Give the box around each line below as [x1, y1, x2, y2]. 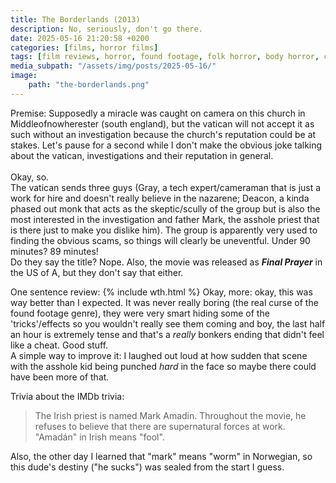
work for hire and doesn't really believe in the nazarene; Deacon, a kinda [10, 192, 310, 204]
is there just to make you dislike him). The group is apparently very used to [10, 224, 318, 236]
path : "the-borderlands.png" [28, 80, 150, 90]
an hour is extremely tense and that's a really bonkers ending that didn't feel [10, 328, 325, 340]
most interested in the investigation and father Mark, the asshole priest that [10, 213, 320, 225]
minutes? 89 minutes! [10, 245, 99, 257]
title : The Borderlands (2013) [10, 14, 141, 25]
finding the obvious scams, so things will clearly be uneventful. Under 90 [10, 234, 311, 246]
